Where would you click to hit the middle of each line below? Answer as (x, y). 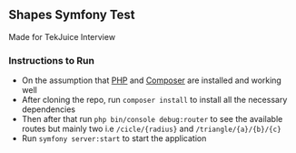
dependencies (49, 109)
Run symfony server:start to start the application (114, 138)
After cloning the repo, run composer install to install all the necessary (154, 100)
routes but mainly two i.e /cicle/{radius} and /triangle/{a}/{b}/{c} (152, 129)
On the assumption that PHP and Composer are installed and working (152, 80)
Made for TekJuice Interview (62, 36)
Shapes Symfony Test (72, 15)
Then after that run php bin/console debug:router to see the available (152, 119)
